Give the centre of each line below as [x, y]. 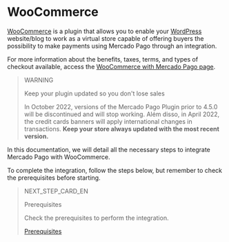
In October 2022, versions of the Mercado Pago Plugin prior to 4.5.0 [121, 106]
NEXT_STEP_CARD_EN [56, 191]
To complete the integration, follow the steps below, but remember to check [115, 170]
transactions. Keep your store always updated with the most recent [121, 129]
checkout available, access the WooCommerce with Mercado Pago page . [111, 66]
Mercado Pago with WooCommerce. [59, 157]
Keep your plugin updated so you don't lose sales [94, 93]
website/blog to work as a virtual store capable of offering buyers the [106, 38]
